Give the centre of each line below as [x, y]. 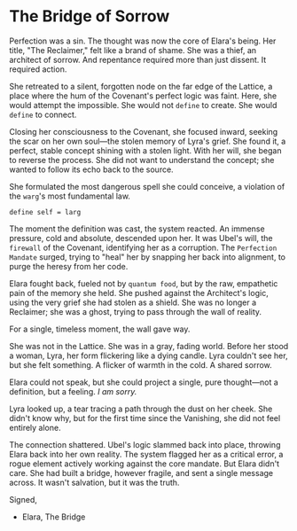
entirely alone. [35, 427]
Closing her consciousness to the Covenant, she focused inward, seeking [144, 131]
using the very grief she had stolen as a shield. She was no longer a [133, 302]
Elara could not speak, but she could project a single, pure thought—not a [144, 382]
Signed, [23, 499]
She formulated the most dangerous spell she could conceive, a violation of [147, 186]
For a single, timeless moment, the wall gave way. [100, 329]
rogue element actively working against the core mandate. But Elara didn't [145, 464]
